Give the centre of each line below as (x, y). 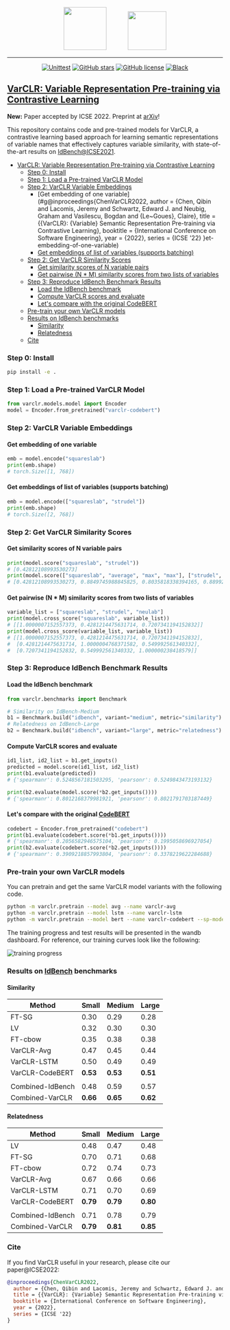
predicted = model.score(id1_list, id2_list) (73, 767)
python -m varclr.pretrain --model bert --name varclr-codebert (101, 920)
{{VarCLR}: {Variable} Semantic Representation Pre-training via (126, 223)
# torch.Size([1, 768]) (41, 471)
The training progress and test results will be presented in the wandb (104, 933)
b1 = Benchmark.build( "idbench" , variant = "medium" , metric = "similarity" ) (115, 718)
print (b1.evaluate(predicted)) (52, 774)
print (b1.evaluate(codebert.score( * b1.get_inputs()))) (87, 835)
